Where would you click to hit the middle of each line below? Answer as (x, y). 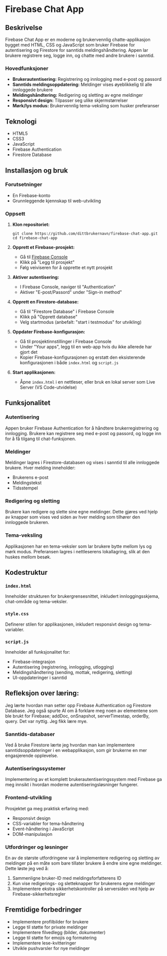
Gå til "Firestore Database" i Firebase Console (67, 312)
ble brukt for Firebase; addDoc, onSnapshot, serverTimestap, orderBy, (78, 716)
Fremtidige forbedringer (44, 910)
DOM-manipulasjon (32, 834)
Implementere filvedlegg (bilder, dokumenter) (59, 932)
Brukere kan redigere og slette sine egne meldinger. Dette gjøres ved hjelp (82, 512)
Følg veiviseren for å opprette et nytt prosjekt (66, 267)
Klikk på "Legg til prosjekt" (47, 262)
